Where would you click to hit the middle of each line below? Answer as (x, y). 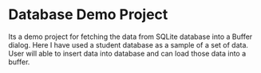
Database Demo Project (88, 15)
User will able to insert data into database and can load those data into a (127, 53)
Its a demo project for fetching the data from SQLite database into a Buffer (130, 36)
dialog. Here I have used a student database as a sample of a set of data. (129, 44)
